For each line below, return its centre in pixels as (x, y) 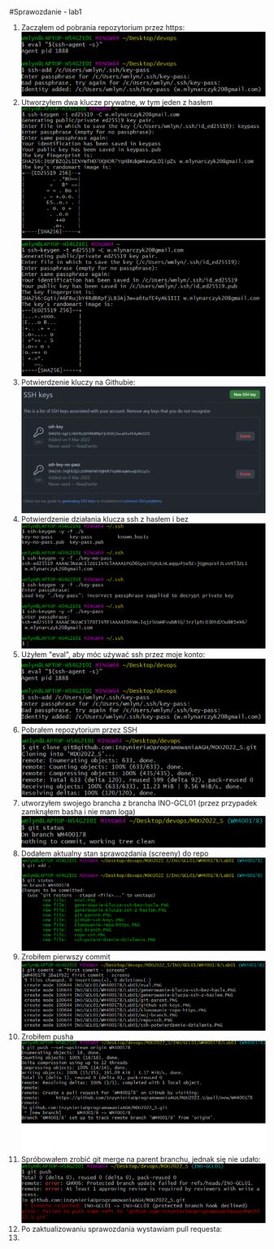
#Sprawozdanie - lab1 (46, 12)
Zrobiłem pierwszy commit (65, 957)
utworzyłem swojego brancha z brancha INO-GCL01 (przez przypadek (139, 803)
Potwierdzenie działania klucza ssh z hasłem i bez (105, 519)
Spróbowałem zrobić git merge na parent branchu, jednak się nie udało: (141, 1159)
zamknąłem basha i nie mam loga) (78, 812)
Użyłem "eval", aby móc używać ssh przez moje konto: (113, 655)
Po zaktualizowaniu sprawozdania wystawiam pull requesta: (122, 1229)
